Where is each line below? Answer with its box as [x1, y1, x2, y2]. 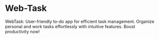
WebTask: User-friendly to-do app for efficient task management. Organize [5, 19, 155, 24]
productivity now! [5, 29, 40, 34]
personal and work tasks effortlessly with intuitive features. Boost [5, 23, 135, 29]
